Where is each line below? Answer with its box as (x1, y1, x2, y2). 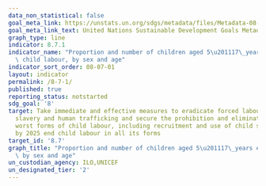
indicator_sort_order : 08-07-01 (8, 63, 115, 71)
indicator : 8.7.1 (8, 41, 66, 49)
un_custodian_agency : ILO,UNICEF (8, 159, 119, 167)
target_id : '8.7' (8, 136, 66, 145)
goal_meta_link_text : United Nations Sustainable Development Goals (8, 26, 239, 34)
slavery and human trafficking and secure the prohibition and (15, 115, 228, 123)
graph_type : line (8, 33, 66, 42)
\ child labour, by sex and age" (15, 56, 126, 64)
